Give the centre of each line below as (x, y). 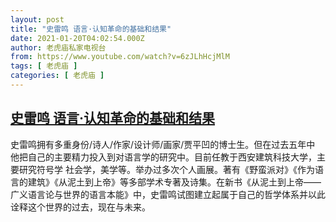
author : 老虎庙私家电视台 (58, 47)
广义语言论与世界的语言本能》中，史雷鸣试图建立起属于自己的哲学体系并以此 (168, 194)
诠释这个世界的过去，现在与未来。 (80, 207)
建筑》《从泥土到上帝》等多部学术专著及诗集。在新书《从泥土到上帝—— (174, 182)
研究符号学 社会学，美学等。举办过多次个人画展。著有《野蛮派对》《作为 (166, 169)
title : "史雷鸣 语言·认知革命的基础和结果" (91, 29)
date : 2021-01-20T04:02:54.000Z (77, 38)
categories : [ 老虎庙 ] (57, 76)
